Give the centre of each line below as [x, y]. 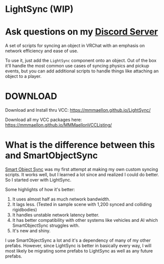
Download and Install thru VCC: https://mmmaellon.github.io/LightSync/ [78, 110]
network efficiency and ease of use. [42, 51]
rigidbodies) [24, 210]
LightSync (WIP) [39, 9]
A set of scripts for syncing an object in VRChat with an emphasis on [75, 46]
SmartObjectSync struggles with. [46, 225]
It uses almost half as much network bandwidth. [61, 199]
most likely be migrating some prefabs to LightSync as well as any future [79, 251]
